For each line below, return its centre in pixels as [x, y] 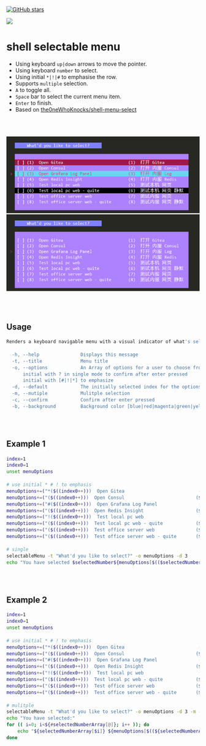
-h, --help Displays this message [75, 355]
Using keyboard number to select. [56, 70]
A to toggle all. [33, 90]
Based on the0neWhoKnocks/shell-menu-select [76, 109]
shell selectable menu [63, 47]
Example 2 [27, 600]
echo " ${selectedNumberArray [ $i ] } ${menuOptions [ [82, 731]
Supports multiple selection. [51, 83]
